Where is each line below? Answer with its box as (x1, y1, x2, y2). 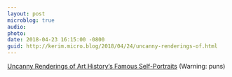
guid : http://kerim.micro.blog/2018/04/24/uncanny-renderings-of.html (7, 43, 218, 50)
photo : (7, 29, 27, 37)
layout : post (7, 10, 46, 17)
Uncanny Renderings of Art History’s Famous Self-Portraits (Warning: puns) (7, 62, 226, 70)
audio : (7, 23, 27, 30)
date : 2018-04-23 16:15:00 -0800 (7, 36, 105, 43)
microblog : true (7, 17, 55, 24)
